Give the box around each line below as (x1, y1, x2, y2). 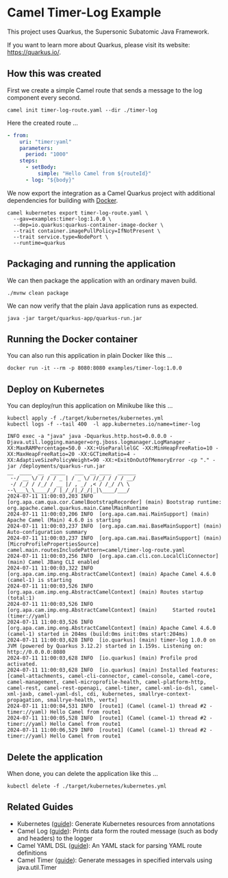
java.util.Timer (16, 863, 57, 871)
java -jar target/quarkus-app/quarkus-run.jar (7, 315, 142, 321)
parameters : (19, 145, 53, 151)
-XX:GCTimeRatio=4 (77, 451, 130, 458)
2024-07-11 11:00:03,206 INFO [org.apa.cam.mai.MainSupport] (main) (7, 511, 210, 518)
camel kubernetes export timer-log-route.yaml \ (7, 209, 149, 217)
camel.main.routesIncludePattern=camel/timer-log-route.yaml (7, 547, 186, 554)
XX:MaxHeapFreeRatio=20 (7, 451, 75, 458)
